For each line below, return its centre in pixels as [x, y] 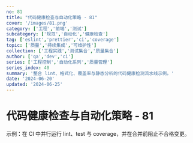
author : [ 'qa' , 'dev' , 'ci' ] [40, 56]
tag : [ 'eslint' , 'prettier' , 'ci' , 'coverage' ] [63, 40]
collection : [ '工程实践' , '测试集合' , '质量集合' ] [63, 51]
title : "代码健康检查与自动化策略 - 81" [52, 17]
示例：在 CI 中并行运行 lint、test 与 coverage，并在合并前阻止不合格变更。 [98, 133]
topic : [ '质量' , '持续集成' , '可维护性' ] [52, 46]
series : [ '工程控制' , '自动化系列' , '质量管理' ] [59, 62]
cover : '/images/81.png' [37, 23]
